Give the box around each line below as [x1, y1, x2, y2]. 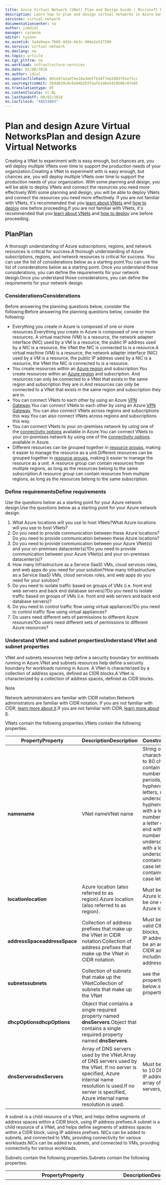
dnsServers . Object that [82, 1018, 137, 1025]
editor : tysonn [5, 35, 37, 40]
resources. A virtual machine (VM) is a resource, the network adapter [12, 334, 154, 340]
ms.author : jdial [5, 72, 41, 77]
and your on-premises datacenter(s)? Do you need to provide [12, 546, 136, 552]
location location [7, 896, 47, 903]
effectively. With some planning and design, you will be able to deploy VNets [5, 189, 160, 195]
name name [7, 810, 35, 817]
